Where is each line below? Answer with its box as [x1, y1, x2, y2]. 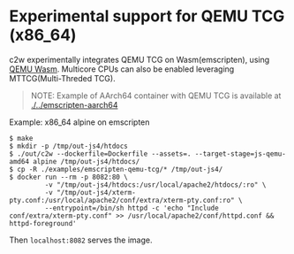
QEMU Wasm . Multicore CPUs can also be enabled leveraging [9, 64, 235, 74]
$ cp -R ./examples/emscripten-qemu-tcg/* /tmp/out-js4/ [9, 165, 223, 173]
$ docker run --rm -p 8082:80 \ [9, 173, 128, 181]
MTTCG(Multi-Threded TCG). [9, 73, 117, 83]
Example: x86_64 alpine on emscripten [9, 117, 150, 127]
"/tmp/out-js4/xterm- [56, 188, 137, 196]
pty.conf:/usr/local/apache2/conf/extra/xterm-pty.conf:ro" [9, 196, 236, 204]
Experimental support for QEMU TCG [9, 6, 285, 27]
